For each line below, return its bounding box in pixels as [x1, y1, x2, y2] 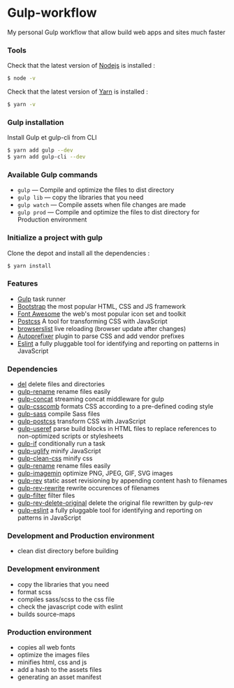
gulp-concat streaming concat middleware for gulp [17, 395, 164, 403]
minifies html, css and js [17, 658, 87, 666]
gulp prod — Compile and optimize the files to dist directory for [17, 208, 200, 217]
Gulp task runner [17, 295, 66, 303]
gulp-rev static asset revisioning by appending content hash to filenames [17, 476, 228, 485]
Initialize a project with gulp [7, 233, 103, 242]
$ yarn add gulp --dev [7, 147, 73, 154]
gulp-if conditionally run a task [17, 439, 106, 448]
